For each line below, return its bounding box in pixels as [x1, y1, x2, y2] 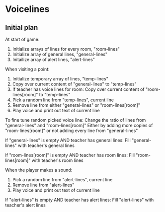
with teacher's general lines [18, 142, 75, 148]
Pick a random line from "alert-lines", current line [12, 177, 113, 182]
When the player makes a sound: [5, 167, 73, 173]
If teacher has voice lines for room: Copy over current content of [12, 86, 145, 92]
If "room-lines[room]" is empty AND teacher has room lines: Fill [5, 152, 135, 158]
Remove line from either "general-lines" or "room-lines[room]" [12, 102, 141, 108]
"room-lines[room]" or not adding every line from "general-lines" [5, 128, 138, 134]
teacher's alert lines [5, 202, 46, 208]
